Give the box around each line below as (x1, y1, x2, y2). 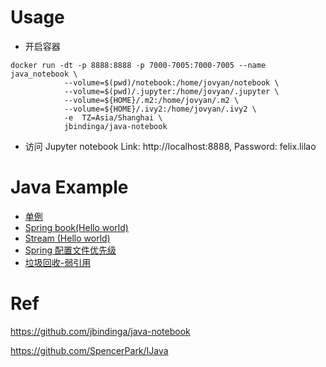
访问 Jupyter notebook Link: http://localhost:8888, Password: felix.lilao (24, 140, 317, 152)
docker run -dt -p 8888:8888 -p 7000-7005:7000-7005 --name (10, 60, 267, 70)
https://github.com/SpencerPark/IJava (10, 344, 169, 356)
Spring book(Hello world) (24, 221, 129, 233)
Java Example (10, 176, 129, 199)
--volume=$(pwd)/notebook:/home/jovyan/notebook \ (63, 77, 280, 88)
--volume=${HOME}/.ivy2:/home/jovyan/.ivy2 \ (63, 104, 257, 114)
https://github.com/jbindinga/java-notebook (10, 325, 191, 337)
